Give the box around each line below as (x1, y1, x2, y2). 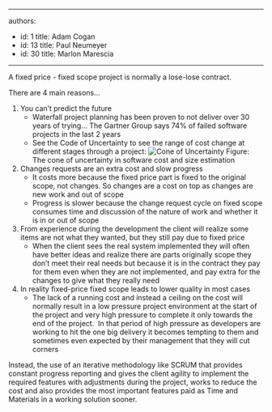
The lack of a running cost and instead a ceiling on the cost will (32, 293, 243, 302)
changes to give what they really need (32, 276, 160, 285)
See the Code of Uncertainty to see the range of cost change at (32, 138, 245, 147)
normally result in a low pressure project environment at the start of (32, 301, 257, 311)
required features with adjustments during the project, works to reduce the (8, 377, 257, 387)
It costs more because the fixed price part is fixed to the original (32, 172, 247, 182)
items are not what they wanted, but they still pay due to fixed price (19, 232, 245, 242)
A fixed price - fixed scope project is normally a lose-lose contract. (8, 72, 232, 82)
